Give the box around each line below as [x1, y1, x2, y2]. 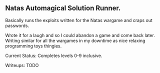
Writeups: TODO [5, 62, 39, 68]
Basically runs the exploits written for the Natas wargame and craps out [5, 17, 152, 23]
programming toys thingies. [5, 42, 62, 49]
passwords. [5, 22, 29, 28]
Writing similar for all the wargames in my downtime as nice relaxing [5, 37, 145, 43]
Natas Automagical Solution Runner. [5, 4, 121, 12]
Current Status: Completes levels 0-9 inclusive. [5, 52, 102, 58]
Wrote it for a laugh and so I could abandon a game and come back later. [5, 32, 155, 38]
